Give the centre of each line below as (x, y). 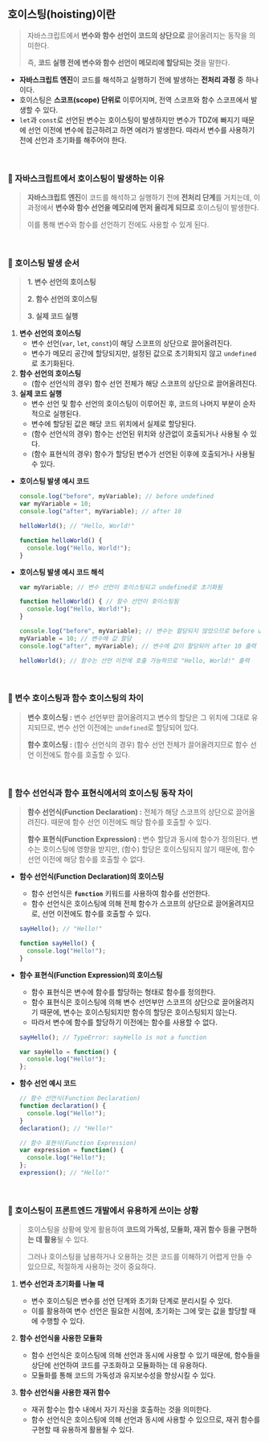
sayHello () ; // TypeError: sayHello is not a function (113, 1037)
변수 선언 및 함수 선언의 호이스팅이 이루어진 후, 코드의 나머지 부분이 (136, 404)
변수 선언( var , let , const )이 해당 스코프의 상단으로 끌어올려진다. (131, 344)
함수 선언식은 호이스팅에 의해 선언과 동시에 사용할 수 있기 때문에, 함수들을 (146, 1355)
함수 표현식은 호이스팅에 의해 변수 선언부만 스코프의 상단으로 (125, 1002)
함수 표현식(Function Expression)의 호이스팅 (91, 974)
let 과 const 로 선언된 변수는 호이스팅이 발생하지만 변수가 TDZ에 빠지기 (129, 120)
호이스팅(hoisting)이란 (61, 14)
